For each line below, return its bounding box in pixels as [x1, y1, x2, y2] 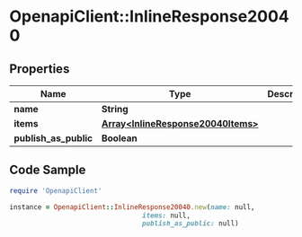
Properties [9, 61, 70, 76]
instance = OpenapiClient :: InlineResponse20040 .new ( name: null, [9, 202, 255, 212]
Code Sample [9, 162, 86, 178]
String [101, 103, 129, 115]
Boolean [101, 132, 138, 145]
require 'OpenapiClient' [9, 186, 102, 195]
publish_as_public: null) [142, 219, 240, 228]
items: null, [142, 211, 191, 220]
